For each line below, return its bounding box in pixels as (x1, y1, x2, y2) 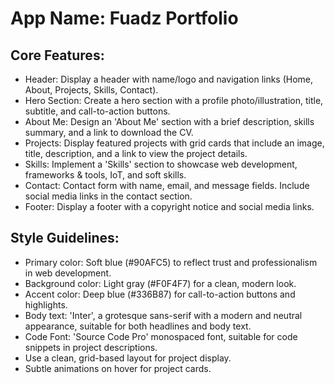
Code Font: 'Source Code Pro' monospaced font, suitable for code (24, 330, 298, 342)
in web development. (24, 267, 112, 279)
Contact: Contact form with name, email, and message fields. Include (24, 180, 310, 191)
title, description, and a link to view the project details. (24, 148, 248, 159)
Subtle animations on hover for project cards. (24, 362, 212, 374)
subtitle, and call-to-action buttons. (24, 105, 171, 117)
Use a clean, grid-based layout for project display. (24, 352, 232, 364)
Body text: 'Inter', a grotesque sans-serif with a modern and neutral (24, 309, 303, 321)
